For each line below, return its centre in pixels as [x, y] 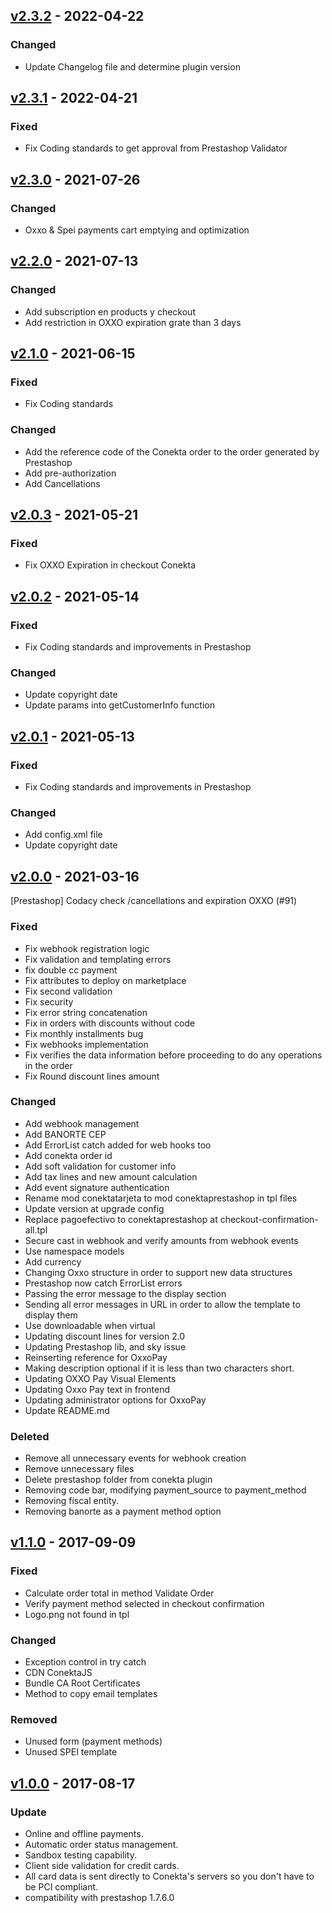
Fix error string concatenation [86, 1012]
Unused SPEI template [71, 1752]
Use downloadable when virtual [90, 1325]
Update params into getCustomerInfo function [119, 705]
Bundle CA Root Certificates [82, 1683]
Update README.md [67, 1410]
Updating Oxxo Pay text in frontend [97, 1389]
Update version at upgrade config [94, 1208]
